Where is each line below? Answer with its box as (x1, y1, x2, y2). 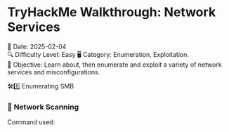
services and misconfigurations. (7, 67, 100, 76)
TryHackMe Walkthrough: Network (7, 4, 216, 20)
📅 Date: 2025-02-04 (7, 42, 67, 51)
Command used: (7, 118, 55, 126)
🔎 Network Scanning (7, 102, 79, 112)
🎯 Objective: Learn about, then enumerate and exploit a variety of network (7, 60, 223, 69)
